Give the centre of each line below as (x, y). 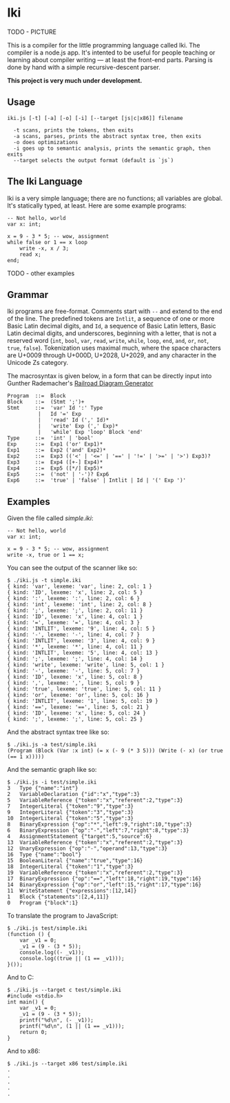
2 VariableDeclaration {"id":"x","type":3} (73, 795)
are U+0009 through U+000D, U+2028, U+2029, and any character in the (112, 355)
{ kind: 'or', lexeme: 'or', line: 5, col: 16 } (78, 695)
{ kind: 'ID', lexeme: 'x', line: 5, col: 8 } (75, 677)
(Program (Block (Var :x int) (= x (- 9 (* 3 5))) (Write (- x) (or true (115, 751)
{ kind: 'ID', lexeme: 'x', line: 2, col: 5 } (75, 593)
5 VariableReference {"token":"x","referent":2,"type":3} (95, 801)
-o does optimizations (46, 142)
